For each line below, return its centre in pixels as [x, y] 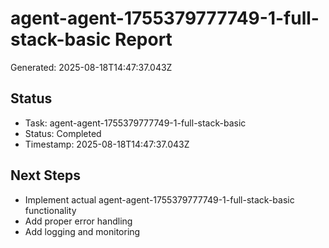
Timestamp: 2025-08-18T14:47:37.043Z [107, 144]
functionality [50, 210]
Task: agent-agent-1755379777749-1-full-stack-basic [135, 123]
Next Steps [45, 175]
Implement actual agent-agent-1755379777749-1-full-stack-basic [159, 199]
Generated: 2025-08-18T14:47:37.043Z [91, 67]
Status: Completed [63, 133]
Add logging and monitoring [82, 231]
